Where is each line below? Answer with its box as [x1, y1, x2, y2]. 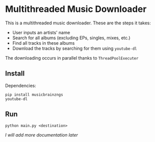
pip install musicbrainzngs [5, 92, 64, 97]
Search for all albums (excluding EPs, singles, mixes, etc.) [12, 35, 131, 41]
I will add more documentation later [5, 132, 78, 138]
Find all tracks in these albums [12, 40, 75, 46]
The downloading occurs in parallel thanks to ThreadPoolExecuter [5, 55, 139, 61]
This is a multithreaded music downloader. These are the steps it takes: [5, 20, 151, 26]
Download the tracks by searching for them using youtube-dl [12, 45, 137, 51]
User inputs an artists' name [12, 29, 71, 35]
